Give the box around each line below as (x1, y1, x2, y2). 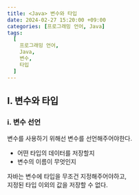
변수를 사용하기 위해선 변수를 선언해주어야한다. (7, 134, 133, 143)
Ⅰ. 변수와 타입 (7, 94, 58, 107)
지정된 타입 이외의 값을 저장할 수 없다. (7, 181, 108, 189)
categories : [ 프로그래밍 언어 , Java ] (7, 23, 105, 30)
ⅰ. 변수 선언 (7, 117, 41, 127)
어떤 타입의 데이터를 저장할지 (17, 149, 95, 157)
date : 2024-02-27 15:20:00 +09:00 (7, 17, 107, 23)
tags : (7, 29, 23, 37)
